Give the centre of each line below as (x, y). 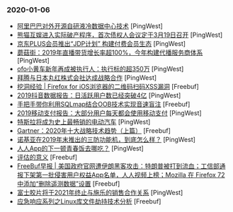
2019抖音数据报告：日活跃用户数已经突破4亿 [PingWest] (99, 95)
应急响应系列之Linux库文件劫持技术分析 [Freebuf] (89, 201)
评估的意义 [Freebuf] (47, 158)
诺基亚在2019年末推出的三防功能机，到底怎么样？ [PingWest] (106, 140)
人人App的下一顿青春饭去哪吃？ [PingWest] (80, 148)
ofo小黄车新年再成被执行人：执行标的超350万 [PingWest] (100, 69)
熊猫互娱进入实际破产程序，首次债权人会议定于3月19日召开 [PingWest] (120, 35)
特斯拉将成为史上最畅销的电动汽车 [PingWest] (84, 122)
